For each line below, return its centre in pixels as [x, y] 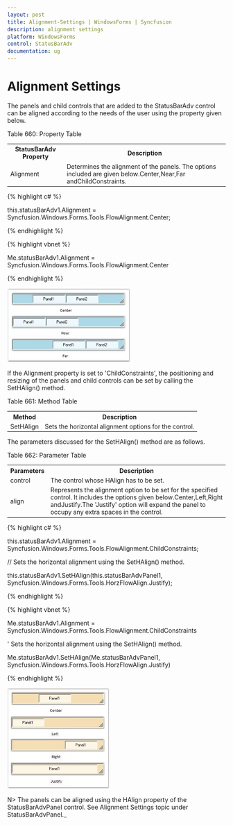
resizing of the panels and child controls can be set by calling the [100, 381]
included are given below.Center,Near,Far [126, 174]
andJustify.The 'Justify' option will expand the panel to [128, 505]
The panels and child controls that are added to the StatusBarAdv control [112, 106]
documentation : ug [34, 51]
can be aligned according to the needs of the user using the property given [114, 113]
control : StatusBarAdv [40, 44]
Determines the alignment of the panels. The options [141, 166]
